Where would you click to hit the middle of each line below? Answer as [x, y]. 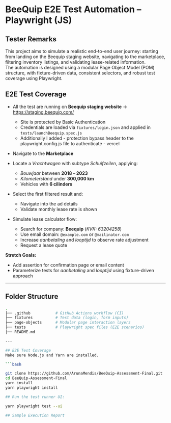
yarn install [19, 383]
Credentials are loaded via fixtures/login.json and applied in [85, 127]
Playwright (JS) [39, 20]
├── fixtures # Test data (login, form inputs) [67, 318]
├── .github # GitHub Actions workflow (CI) [65, 313]
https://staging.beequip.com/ [43, 112]
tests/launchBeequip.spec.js [51, 133]
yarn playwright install [32, 388]
